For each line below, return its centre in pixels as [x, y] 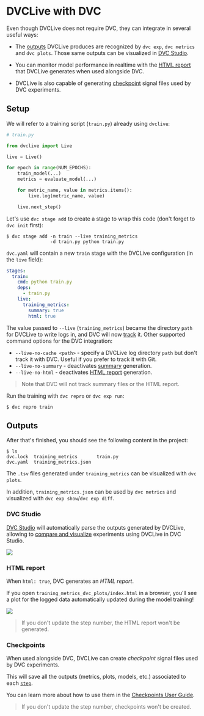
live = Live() [24, 157]
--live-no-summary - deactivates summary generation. [83, 365]
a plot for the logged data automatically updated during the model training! [100, 599]
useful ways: [22, 34]
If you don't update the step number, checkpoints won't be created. [106, 707]
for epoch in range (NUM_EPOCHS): [49, 168]
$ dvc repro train [30, 407]
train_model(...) [39, 174]
